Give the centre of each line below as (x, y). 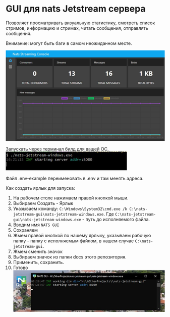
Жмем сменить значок (38, 252)
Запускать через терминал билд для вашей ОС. (57, 149)
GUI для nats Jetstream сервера (76, 9)
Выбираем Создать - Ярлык (43, 203)
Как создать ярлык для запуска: (40, 188)
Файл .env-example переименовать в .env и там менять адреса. (75, 178)
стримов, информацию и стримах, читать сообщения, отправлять (77, 28)
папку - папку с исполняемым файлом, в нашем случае (73, 241)
